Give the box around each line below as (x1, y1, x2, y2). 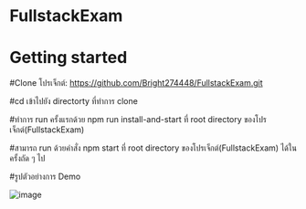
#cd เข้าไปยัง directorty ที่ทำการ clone (9, 96, 139, 107)
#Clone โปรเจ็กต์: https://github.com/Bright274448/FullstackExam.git (9, 78, 263, 89)
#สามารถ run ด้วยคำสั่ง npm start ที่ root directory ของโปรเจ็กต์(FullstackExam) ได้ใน (9, 142, 297, 153)
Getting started (9, 47, 128, 68)
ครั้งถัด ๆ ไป (9, 152, 46, 164)
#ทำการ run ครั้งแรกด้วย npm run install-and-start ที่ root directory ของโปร (9, 114, 267, 125)
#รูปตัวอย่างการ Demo (9, 171, 81, 183)
